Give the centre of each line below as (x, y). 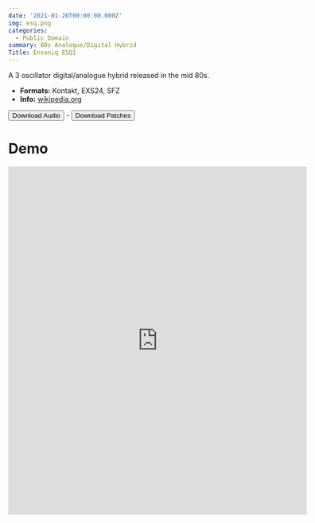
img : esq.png (30, 23)
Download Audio (37, 115)
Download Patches (103, 115)
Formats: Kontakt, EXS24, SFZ (70, 91)
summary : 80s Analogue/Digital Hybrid (72, 45)
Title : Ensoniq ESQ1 (43, 53)
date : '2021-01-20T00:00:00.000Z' (66, 16)
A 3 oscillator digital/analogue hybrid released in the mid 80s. (109, 75)
